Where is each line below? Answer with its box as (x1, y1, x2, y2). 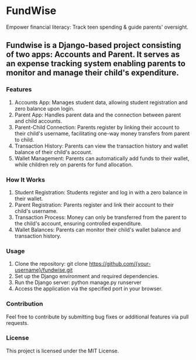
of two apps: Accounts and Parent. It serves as (6, 50, 180, 60)
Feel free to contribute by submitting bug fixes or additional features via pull (6, 313, 189, 320)
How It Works (6, 176, 46, 184)
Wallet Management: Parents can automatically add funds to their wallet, (14, 155, 190, 162)
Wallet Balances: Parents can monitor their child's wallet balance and (14, 226, 181, 233)
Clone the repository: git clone (14, 260, 88, 268)
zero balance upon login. (14, 105, 75, 112)
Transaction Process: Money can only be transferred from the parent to (14, 214, 187, 221)
